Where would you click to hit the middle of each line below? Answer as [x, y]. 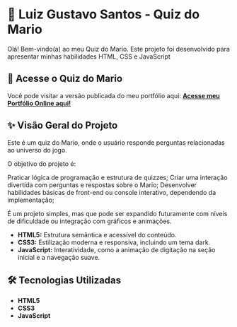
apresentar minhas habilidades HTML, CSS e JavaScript [89, 57]
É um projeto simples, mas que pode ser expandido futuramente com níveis [117, 213]
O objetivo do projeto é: [42, 163]
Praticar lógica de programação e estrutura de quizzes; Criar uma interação [117, 177]
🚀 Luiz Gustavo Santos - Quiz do [104, 14]
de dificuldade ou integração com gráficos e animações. [89, 221]
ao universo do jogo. [37, 150]
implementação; [31, 200]
